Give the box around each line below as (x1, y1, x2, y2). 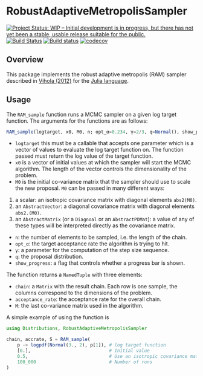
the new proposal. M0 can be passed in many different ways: (14, 184, 165, 192)
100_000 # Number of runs (17, 358, 153, 365)
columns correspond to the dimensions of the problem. (14, 289, 153, 297)
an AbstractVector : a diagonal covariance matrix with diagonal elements (14, 203, 195, 210)
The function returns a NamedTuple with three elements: (6, 271, 143, 279)
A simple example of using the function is (6, 314, 109, 321)
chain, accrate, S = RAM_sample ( (6, 337, 91, 343)
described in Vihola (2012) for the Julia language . (6, 77, 129, 84)
